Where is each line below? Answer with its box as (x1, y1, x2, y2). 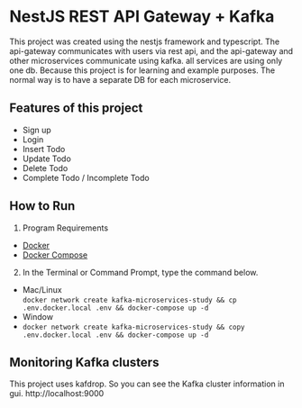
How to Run (9, 198, 76, 213)
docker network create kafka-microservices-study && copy (22, 322, 245, 331)
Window (22, 311, 54, 322)
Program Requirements (22, 222, 109, 233)
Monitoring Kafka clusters (9, 354, 160, 370)
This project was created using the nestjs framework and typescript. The (9, 36, 280, 47)
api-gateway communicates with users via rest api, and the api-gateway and (9, 45, 294, 56)
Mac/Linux (22, 284, 62, 295)
